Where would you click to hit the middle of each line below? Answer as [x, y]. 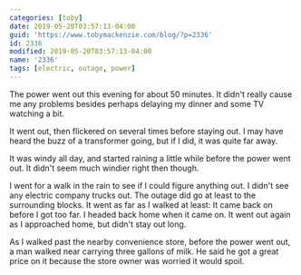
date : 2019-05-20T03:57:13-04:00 [73, 26]
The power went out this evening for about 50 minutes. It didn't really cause [151, 94]
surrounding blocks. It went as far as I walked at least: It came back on [141, 204]
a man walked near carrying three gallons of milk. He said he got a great [144, 251]
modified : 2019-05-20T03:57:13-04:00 [81, 52]
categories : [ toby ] [46, 18]
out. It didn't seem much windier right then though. [104, 168]
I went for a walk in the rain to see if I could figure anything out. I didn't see [149, 185]
